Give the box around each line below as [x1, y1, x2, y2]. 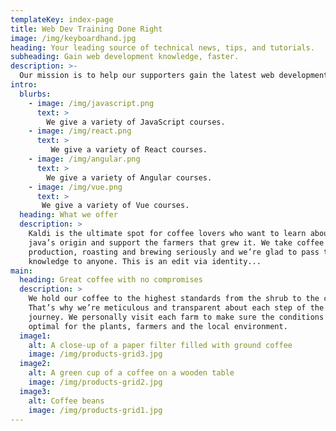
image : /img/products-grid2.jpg [28, 377, 163, 387]
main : [10, 266, 33, 276]
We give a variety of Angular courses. [46, 172, 213, 183]
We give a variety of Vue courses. [41, 201, 190, 211]
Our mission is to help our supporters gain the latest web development [19, 71, 329, 81]
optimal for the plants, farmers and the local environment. [28, 321, 288, 331]
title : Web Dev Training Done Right [10, 24, 163, 34]
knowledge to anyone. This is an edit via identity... [28, 256, 262, 266]
